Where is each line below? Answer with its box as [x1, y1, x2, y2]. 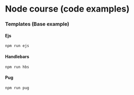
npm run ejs [5, 44, 29, 48]
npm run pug [5, 85, 29, 90]
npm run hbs [5, 64, 29, 69]
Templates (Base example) [5, 21, 70, 28]
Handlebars [5, 53, 29, 59]
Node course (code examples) [5, 3, 130, 15]
